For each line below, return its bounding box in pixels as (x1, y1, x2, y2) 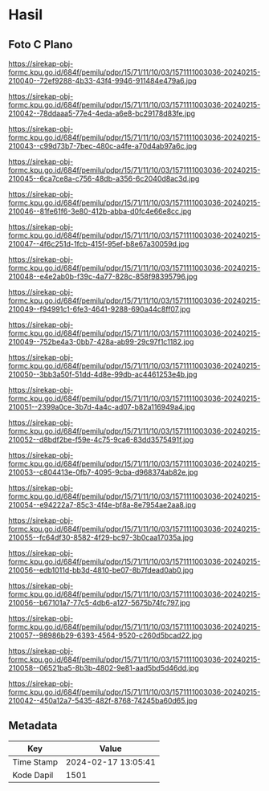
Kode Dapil (12, 769, 54, 781)
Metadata (8, 719, 58, 732)
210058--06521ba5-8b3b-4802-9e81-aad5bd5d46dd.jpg (8, 663, 199, 672)
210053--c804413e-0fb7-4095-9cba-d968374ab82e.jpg (8, 467, 198, 477)
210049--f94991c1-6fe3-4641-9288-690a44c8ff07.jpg (8, 304, 191, 314)
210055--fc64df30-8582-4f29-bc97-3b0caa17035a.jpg (8, 532, 194, 542)
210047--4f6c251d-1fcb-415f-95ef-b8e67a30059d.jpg (8, 239, 190, 248)
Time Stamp (12, 756, 59, 768)
